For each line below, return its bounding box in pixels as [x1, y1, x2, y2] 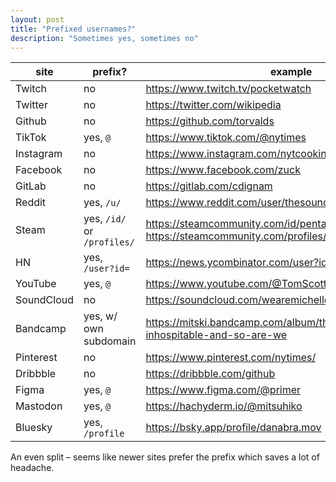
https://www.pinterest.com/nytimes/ [145, 351, 317, 365]
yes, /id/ [83, 212, 127, 226]
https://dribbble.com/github [145, 367, 276, 381]
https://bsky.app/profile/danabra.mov [145, 421, 322, 435]
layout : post [10, 14, 65, 25]
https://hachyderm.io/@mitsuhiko [145, 399, 303, 413]
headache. [10, 462, 55, 474]
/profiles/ [83, 237, 135, 248]
